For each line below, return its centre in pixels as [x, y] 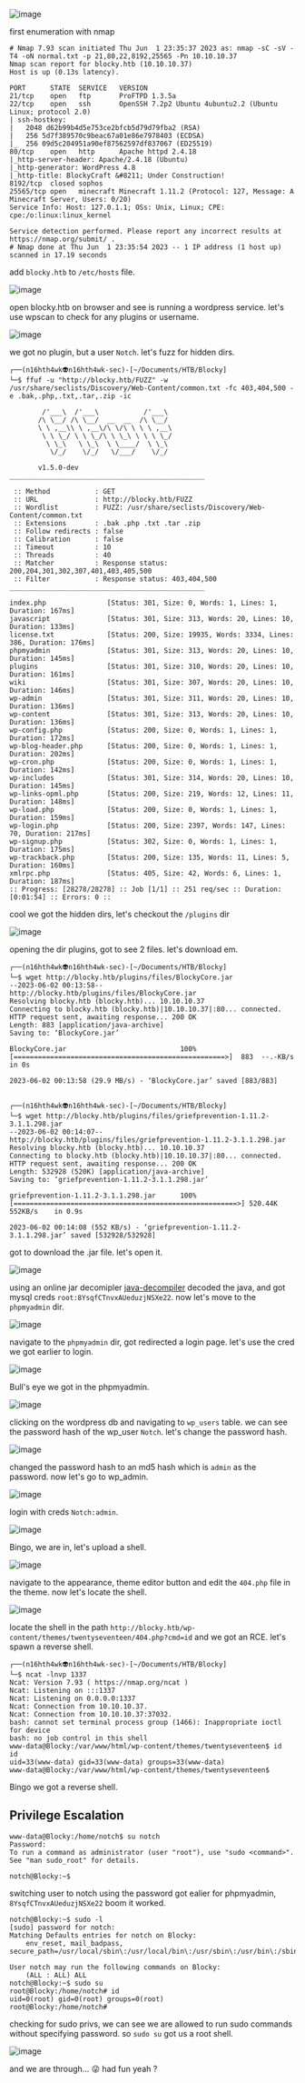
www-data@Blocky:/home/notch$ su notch [85, 1837]
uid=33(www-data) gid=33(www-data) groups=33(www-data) [117, 1762]
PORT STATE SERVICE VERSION [79, 88]
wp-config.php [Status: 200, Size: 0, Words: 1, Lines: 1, [144, 730]
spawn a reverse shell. [51, 1647]
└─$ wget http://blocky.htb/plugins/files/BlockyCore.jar [121, 977]
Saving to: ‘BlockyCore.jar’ [64, 1033]
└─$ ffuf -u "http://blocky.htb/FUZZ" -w [89, 380]
